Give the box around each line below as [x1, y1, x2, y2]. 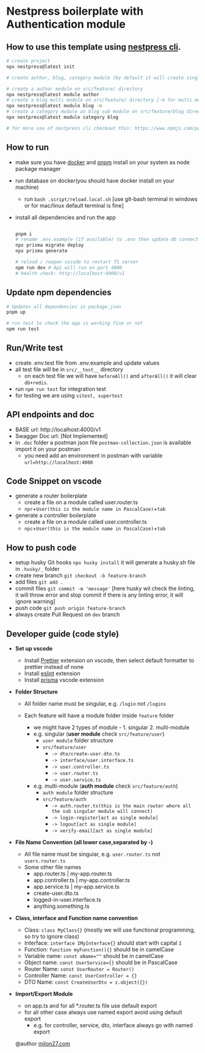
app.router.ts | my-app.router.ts [33, 870, 112, 877]
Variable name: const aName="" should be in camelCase [24, 953, 164, 960]
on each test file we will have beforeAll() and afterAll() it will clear [24, 372, 197, 379]
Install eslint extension [24, 670, 81, 677]
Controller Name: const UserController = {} [24, 972, 137, 979]
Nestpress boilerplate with [6, 4, 144, 18]
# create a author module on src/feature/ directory [6, 86, 143, 92]
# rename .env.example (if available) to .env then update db [15, 236, 177, 243]
